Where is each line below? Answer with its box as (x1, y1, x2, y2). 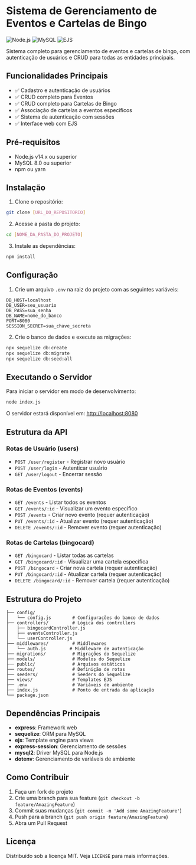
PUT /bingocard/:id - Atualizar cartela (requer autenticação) (14, 571, 162, 578)
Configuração (6, 270, 58, 280)
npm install (6, 254, 35, 260)
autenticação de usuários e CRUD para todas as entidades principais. (6, 54, 175, 61)
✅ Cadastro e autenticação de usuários (14, 87, 110, 94)
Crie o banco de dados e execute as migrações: (14, 333, 132, 340)
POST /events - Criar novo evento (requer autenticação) (14, 512, 149, 519)
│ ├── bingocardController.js (6, 625, 86, 631)
